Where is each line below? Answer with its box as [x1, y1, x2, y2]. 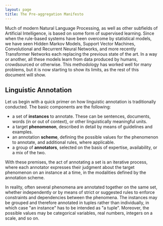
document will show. [5, 72, 46, 78]
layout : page [5, 7, 32, 12]
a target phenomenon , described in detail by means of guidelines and [12, 124, 153, 130]
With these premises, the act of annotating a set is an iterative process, [5, 159, 148, 165]
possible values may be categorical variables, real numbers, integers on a [5, 210, 153, 216]
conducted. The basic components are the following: [5, 104, 111, 110]
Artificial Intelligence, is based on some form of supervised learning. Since [5, 30, 155, 36]
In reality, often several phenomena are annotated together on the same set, [5, 184, 158, 190]
